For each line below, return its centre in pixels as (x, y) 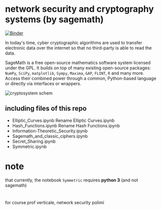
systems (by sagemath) (54, 19)
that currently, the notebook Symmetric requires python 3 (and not (72, 180)
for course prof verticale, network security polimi (55, 202)
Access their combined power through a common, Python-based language (81, 78)
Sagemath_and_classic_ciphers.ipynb (50, 136)
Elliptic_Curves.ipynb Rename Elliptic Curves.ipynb (63, 120)
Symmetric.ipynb (29, 147)
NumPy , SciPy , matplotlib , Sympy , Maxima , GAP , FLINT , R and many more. (75, 73)
